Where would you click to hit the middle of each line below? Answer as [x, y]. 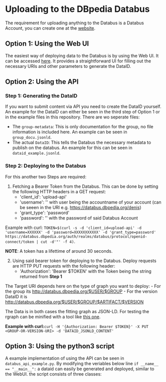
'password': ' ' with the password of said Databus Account [79, 218]
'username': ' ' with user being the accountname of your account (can [90, 202]
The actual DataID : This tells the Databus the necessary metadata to [82, 143]
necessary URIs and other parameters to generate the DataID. [68, 66]
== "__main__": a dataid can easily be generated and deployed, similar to [80, 369]
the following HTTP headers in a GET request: [59, 191]
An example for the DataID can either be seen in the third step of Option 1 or [83, 112]
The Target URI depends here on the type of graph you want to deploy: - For [83, 286]
